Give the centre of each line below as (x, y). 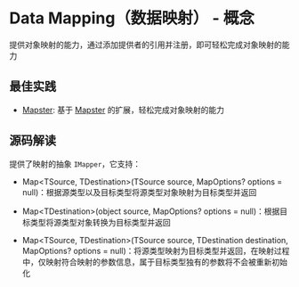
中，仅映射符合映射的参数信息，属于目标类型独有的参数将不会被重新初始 (154, 262)
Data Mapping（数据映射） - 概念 (132, 18)
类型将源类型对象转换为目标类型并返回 (100, 222)
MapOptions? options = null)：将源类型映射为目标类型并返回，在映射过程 (156, 250)
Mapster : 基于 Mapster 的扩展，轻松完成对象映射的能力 (123, 110)
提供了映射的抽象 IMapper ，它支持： (75, 164)
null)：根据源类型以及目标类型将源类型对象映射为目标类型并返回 (139, 192)
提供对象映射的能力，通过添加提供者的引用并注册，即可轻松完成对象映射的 (145, 45)
